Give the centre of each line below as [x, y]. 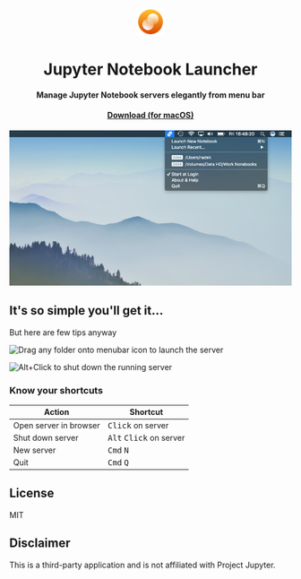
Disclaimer [40, 544]
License [32, 493]
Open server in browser [56, 425]
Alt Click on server [146, 437]
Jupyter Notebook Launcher [150, 69]
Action [57, 412]
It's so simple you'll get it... [86, 311]
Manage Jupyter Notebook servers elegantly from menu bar [150, 95]
